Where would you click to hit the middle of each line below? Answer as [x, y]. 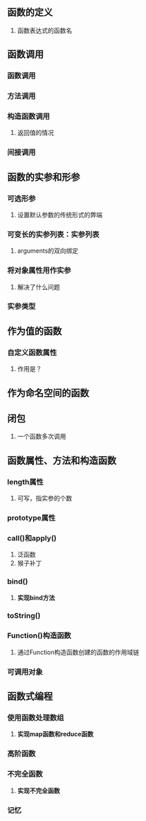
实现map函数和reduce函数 [55, 734]
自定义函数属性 [32, 352]
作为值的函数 [35, 331]
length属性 [25, 482]
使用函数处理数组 [36, 718]
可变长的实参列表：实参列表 [53, 234]
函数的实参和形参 [44, 177]
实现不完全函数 [38, 791]
